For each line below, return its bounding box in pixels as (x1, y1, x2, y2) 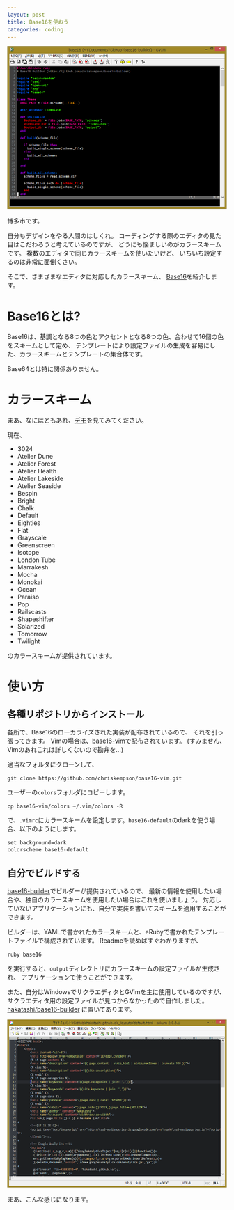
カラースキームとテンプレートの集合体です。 (19, 350, 147, 359)
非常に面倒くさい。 (25, 258, 81, 266)
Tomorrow (17, 630, 47, 638)
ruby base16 (7, 951, 42, 959)
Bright (17, 496, 36, 505)
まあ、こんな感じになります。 (7, 1195, 93, 1204)
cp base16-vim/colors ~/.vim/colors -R (7, 803, 123, 810)
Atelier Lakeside (17, 474, 64, 483)
